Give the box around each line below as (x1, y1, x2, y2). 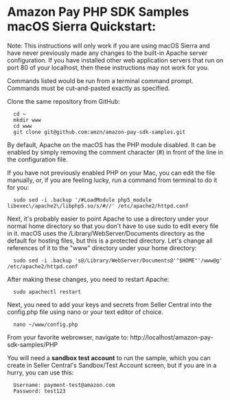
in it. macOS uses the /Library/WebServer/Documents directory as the (7, 229, 205, 237)
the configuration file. (7, 155, 68, 164)
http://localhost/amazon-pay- (130, 333, 214, 341)
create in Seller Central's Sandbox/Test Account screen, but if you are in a (7, 361, 217, 369)
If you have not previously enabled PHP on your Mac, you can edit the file (7, 168, 215, 177)
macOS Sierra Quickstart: (7, 19, 157, 34)
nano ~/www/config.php (13, 321, 78, 328)
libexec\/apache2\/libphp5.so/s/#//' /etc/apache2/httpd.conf (7, 202, 189, 210)
